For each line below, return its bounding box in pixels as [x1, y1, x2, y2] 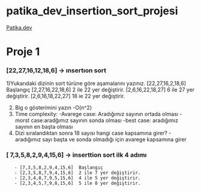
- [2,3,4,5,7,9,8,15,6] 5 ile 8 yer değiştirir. [14, 180, 141, 186]
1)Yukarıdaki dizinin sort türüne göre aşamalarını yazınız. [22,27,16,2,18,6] [6, 80, 187, 87]
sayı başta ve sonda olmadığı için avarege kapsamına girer [42, 136, 187, 143]
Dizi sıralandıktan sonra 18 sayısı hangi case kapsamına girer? [14, 130, 168, 137]
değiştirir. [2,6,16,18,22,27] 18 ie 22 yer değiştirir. [6, 93, 125, 100]
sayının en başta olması [14, 123, 73, 130]
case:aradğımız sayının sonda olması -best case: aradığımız [31, 117, 179, 124]
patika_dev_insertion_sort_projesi [6, 4, 178, 18]
